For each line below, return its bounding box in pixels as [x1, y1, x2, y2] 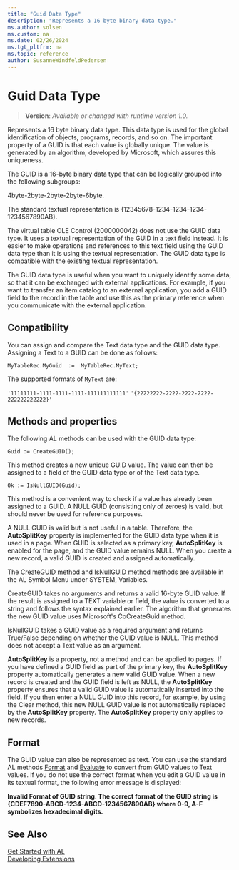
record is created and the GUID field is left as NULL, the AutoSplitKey [7, 678, 213, 686]
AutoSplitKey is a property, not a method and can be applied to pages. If [7, 655, 222, 663]
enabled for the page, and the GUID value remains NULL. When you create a [7, 546, 232, 555]
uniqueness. [7, 155, 44, 164]
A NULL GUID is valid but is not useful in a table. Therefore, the [7, 523, 193, 533]
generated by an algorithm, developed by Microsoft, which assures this [7, 148, 217, 157]
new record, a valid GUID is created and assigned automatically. [7, 554, 195, 563]
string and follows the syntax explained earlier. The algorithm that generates [7, 605, 232, 613]
